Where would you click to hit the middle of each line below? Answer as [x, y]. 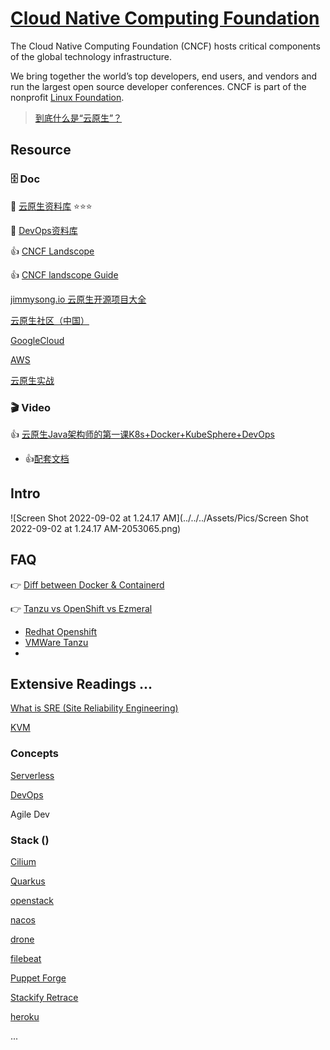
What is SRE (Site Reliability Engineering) [94, 708]
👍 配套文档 [47, 458]
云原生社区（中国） [50, 320]
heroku [25, 1016]
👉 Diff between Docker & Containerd [87, 584]
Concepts [35, 754]
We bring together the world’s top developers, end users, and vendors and [164, 76]
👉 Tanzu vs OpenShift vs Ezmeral [81, 608]
